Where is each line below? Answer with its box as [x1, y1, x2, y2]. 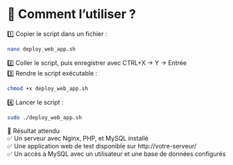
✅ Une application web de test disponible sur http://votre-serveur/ [7, 141, 197, 150]
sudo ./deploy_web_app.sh [7, 114, 82, 121]
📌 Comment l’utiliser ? [7, 6, 137, 22]
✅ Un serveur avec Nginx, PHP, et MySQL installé [7, 134, 149, 142]
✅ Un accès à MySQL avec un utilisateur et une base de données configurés [7, 149, 226, 158]
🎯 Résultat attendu [7, 126, 60, 134]
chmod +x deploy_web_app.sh [7, 85, 89, 92]
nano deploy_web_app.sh [7, 45, 76, 53]
